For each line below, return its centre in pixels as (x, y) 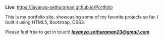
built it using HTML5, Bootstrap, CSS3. (45, 22)
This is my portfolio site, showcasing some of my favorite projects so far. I (82, 17)
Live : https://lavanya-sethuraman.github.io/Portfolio (59, 7)
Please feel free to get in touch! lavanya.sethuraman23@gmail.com (77, 32)
